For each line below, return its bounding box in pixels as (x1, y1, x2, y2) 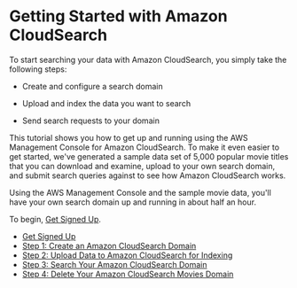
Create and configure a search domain (21, 81, 163, 91)
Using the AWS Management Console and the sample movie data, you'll (9, 187, 272, 198)
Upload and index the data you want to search (21, 97, 191, 108)
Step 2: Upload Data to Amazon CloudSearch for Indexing (21, 250, 233, 261)
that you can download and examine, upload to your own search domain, (9, 160, 276, 171)
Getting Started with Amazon (9, 6, 228, 27)
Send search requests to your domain (21, 115, 160, 126)
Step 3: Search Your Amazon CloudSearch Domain (21, 259, 207, 269)
